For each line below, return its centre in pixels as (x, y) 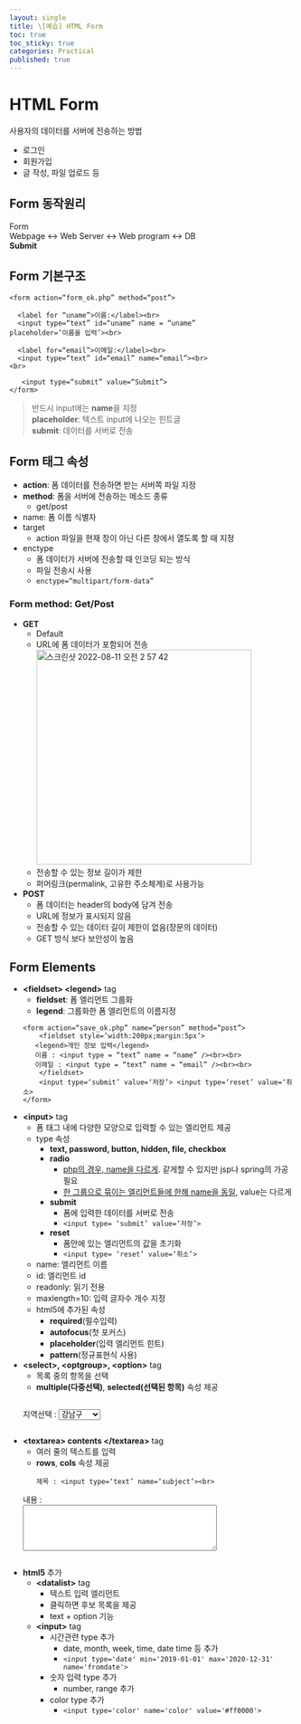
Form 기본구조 (47, 276)
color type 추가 (77, 1700)
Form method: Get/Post (62, 605)
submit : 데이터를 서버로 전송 (82, 430)
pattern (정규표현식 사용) (93, 1355)
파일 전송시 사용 (64, 570)
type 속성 (53, 1139)
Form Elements (53, 968)
